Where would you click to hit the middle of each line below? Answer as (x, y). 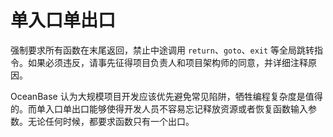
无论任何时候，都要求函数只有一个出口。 (111, 121)
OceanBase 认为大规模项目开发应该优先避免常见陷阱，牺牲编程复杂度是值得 (166, 96)
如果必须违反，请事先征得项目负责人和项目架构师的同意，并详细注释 (167, 62)
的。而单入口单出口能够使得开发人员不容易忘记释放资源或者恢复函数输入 (159, 108)
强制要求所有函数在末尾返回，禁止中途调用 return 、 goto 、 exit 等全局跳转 (162, 50)
